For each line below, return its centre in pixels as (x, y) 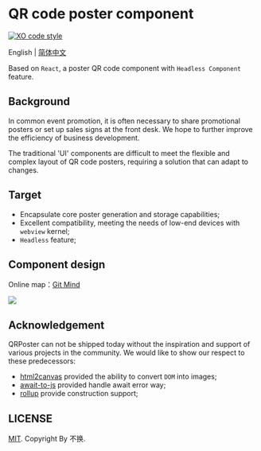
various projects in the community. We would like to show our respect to (127, 353)
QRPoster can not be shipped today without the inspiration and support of (129, 344)
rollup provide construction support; (79, 394)
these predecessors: (42, 361)
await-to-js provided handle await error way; (93, 385)
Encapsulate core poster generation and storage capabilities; (120, 214)
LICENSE (31, 418)
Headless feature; (48, 239)
